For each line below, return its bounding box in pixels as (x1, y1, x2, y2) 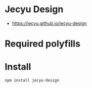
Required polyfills (5, 38, 80, 50)
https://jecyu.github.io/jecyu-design (12, 20, 87, 26)
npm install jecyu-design (5, 78, 59, 83)
